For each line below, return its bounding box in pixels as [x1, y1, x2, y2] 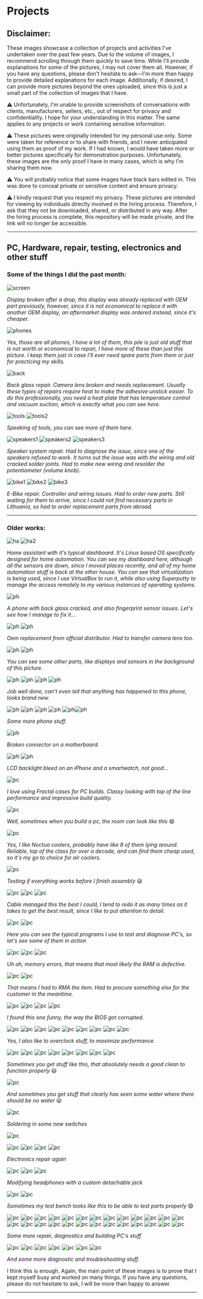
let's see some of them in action [7, 937, 87, 944]
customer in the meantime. [7, 990, 74, 997]
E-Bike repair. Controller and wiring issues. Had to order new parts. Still [7, 490, 184, 497]
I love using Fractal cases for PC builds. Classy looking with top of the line [7, 788, 192, 795]
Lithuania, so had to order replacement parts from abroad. [7, 503, 153, 510]
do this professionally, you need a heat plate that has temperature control [7, 394, 190, 401]
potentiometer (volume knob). [7, 467, 81, 474]
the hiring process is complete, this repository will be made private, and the [7, 213, 195, 220]
